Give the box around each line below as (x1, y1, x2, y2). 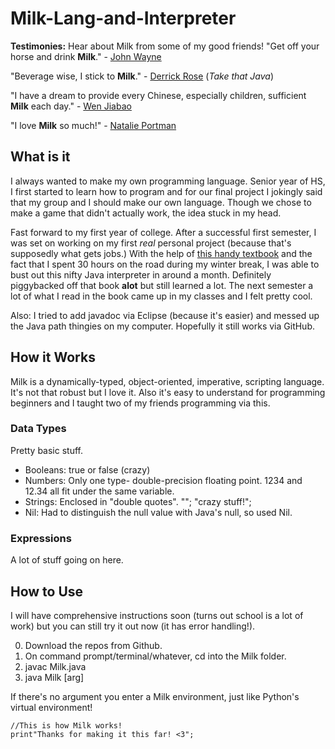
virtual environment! (10, 701, 93, 713)
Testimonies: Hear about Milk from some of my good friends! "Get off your (10, 40, 320, 52)
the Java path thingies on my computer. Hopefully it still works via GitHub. (10, 320, 315, 332)
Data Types (10, 422, 67, 436)
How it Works (10, 349, 96, 366)
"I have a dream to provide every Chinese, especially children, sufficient (10, 89, 307, 101)
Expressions (10, 531, 72, 545)
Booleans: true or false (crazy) (24, 463, 151, 476)
